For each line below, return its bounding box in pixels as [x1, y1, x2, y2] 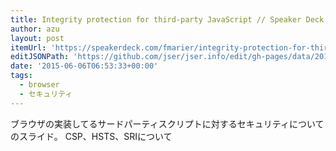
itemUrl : [10, 42, 47, 53]
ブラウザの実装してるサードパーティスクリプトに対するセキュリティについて [10, 117, 325, 130]
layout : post [10, 33, 65, 43]
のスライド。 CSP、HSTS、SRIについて [10, 130, 173, 142]
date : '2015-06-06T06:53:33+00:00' [10, 61, 159, 71]
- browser [19, 80, 60, 90]
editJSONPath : [10, 52, 70, 62]
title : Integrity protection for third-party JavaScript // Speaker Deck [10, 14, 325, 25]
